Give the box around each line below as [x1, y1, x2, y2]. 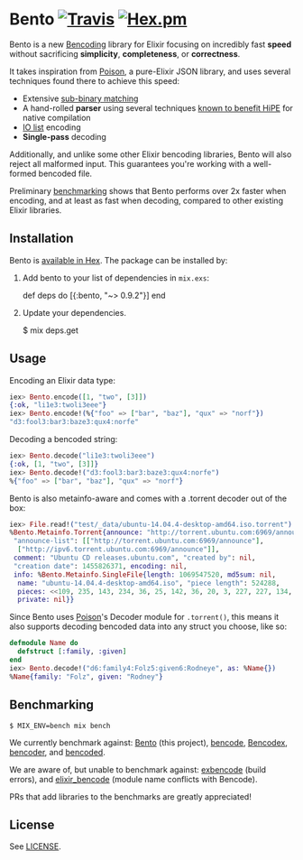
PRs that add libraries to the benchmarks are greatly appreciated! [9, 791, 252, 802]
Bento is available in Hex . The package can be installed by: [9, 254, 228, 265]
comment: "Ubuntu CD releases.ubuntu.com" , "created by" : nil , [13, 553, 256, 563]
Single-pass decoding [22, 131, 106, 142]
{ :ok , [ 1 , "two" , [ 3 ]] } [9, 459, 99, 468]
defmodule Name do [9, 639, 78, 648]
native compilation [22, 112, 92, 123]
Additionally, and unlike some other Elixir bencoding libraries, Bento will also [9, 149, 292, 160]
